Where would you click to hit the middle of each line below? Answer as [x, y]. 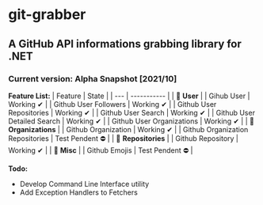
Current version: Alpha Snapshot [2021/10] [93, 78]
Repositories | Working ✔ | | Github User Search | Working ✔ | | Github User [132, 112]
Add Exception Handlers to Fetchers [79, 192]
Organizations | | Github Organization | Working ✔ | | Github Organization [128, 129]
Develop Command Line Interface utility [84, 184]
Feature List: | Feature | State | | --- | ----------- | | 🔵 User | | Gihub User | [129, 96]
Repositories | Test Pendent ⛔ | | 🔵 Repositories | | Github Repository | [124, 138]
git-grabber [47, 15]
